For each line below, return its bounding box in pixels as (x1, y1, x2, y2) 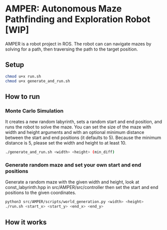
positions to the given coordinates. (5, 189, 76, 195)
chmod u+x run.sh (5, 73, 41, 79)
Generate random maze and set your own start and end (5, 161, 142, 168)
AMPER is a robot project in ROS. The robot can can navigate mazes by (5, 40, 152, 46)
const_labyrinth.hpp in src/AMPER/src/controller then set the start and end (5, 184, 159, 190)
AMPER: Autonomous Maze (5, 3, 122, 14)
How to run (5, 92, 40, 100)
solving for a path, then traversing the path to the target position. (5, 46, 138, 52)
